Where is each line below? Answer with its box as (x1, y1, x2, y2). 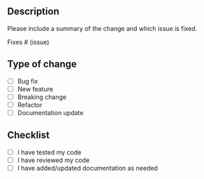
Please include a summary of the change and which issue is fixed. (7, 24, 198, 32)
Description (7, 6, 59, 18)
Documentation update (17, 108, 84, 117)
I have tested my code (17, 147, 82, 157)
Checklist (7, 129, 50, 141)
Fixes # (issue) (7, 38, 50, 46)
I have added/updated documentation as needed (17, 164, 159, 172)
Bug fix (17, 77, 38, 85)
